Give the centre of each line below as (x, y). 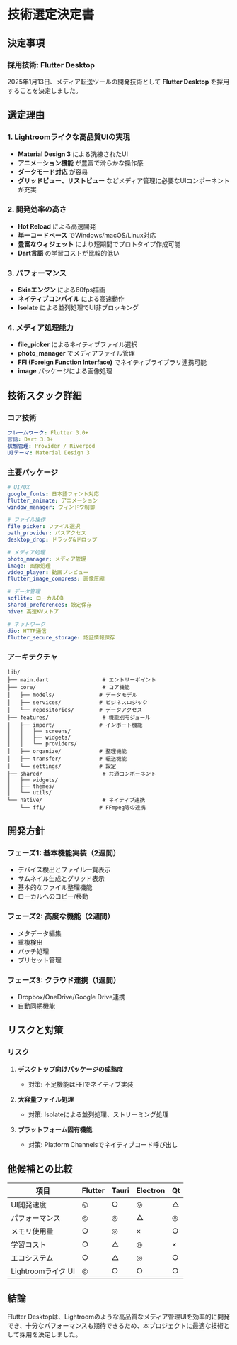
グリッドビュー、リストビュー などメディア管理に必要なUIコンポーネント (123, 180)
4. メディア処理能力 (41, 328)
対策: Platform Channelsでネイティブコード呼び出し (103, 1144)
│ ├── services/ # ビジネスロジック (78, 702)
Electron (151, 1190)
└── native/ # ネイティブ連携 (76, 800)
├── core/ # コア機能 (69, 687)
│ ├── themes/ (31, 786)
